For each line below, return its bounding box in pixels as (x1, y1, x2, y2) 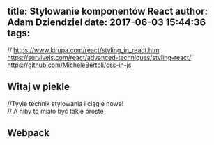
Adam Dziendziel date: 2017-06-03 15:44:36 (7, 17, 206, 29)
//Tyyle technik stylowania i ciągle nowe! (7, 99, 124, 107)
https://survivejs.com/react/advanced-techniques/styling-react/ (7, 53, 192, 61)
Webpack (7, 127, 50, 139)
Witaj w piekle (7, 81, 70, 93)
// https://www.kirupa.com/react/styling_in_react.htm (7, 45, 160, 54)
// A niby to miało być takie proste (7, 107, 104, 115)
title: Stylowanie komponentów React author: (7, 6, 208, 17)
